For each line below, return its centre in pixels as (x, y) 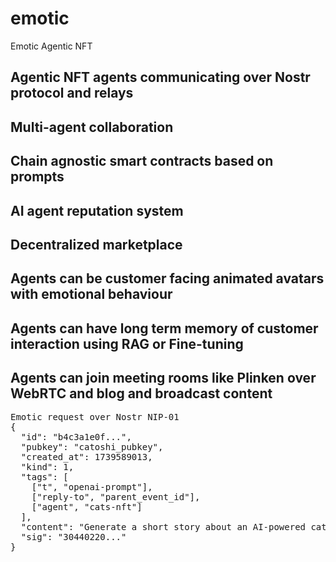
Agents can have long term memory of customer (164, 328)
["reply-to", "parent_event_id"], (116, 497)
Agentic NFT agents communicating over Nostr (160, 77)
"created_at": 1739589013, (86, 457)
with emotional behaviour (91, 294)
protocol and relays (72, 93)
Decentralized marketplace (96, 244)
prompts (37, 177)
